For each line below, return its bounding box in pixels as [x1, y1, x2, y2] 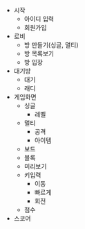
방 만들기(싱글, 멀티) [23, 41, 79, 49]
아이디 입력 [23, 15, 54, 23]
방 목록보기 [23, 49, 54, 58]
